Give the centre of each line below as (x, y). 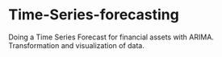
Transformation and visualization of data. (77, 45)
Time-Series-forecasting (94, 15)
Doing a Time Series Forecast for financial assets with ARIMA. (111, 37)
